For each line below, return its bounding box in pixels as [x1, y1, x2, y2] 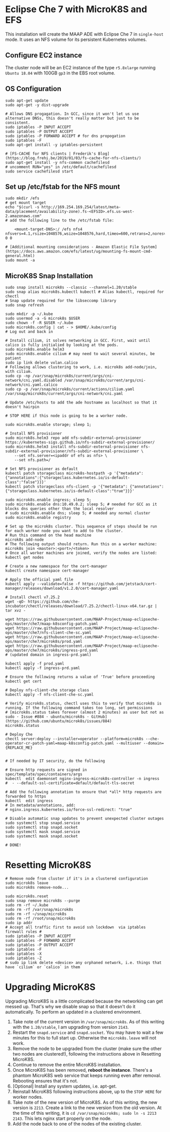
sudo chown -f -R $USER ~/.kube [5, 320, 73, 326]
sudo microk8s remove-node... [5, 885, 69, 890]
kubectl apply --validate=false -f [5, 582, 80, 587]
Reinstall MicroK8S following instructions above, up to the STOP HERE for [12, 1089, 162, 1095]
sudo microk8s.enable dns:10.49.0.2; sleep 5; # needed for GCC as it [5, 502, 157, 507]
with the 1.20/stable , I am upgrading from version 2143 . [12, 1024, 129, 1030]
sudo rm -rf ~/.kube [5, 903, 49, 908]
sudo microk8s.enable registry [5, 515, 71, 520]
